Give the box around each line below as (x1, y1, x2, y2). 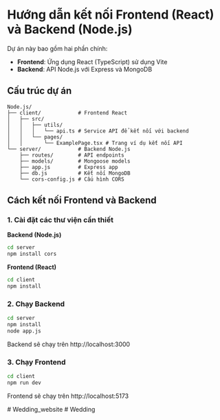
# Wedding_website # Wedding (7, 405, 96, 413)
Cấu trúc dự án (7, 85, 72, 97)
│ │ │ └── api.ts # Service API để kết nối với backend (7, 128, 189, 134)
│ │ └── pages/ (7, 133, 63, 141)
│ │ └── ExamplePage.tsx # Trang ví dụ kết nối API (7, 139, 184, 146)
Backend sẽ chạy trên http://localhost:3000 (7, 340, 131, 348)
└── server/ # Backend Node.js (7, 146, 131, 152)
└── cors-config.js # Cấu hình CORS (19, 176, 125, 183)
